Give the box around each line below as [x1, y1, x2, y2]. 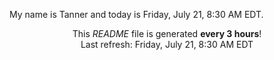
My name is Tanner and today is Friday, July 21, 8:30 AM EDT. [9, 9, 264, 20]
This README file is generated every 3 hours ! [72, 28, 262, 39]
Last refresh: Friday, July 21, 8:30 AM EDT [80, 39, 254, 50]
